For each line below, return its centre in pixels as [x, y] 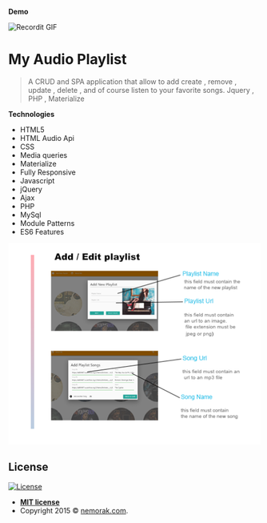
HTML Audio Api [47, 138]
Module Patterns [47, 223]
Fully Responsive [48, 172]
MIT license [40, 502]
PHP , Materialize [56, 99]
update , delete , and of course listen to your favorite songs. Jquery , [141, 90]
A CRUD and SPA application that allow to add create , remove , [132, 81]
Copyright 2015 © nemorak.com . [74, 510]
